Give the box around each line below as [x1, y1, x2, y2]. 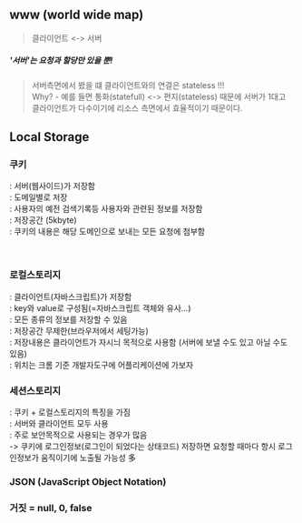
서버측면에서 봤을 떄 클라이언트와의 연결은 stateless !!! [31, 79, 225, 90]
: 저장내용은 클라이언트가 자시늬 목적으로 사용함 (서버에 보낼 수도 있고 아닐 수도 [9, 337, 288, 347]
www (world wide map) [9, 7, 144, 23]
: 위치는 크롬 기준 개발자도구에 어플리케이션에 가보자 [9, 359, 193, 370]
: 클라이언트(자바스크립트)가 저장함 [9, 291, 132, 302]
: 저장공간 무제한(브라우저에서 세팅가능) [9, 325, 150, 336]
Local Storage [9, 129, 90, 145]
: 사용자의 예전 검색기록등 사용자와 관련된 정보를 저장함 [9, 204, 203, 215]
